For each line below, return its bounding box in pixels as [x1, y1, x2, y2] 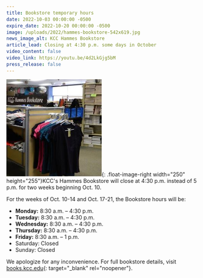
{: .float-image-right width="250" [101, 171, 186, 178]
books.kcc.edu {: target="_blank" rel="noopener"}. [6, 264, 133, 271]
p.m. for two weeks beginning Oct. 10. [6, 184, 102, 191]
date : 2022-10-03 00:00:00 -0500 [6, 16, 91, 23]
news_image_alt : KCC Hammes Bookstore [6, 35, 105, 42]
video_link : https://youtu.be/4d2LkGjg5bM [6, 55, 116, 61]
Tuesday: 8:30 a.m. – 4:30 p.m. [15, 213, 95, 221]
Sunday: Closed [15, 246, 55, 253]
